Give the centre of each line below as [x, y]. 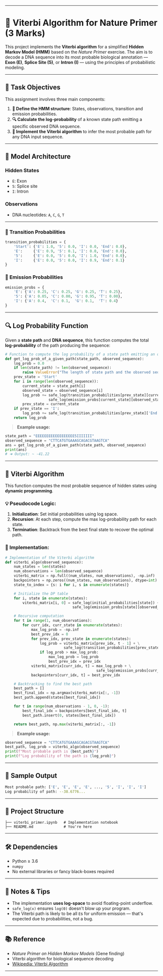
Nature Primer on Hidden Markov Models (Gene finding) [68, 953]
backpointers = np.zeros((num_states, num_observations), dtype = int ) [86, 580]
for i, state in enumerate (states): [51, 598]
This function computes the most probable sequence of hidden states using [81, 486]
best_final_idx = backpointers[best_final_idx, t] [75, 711]
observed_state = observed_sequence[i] [63, 390]
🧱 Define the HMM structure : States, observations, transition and [77, 108]
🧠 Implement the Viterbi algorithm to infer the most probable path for [82, 131]
